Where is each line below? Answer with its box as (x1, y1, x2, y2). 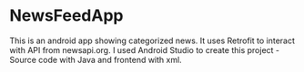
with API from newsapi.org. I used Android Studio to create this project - (9, 44, 280, 55)
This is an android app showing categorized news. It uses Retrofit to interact (9, 35, 296, 46)
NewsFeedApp (9, 5, 124, 26)
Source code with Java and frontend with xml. (9, 54, 182, 65)
